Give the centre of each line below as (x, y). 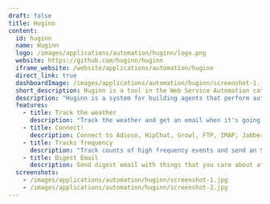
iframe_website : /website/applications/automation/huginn (115, 68)
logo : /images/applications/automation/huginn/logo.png (111, 53)
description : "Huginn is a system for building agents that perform (133, 98)
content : (23, 31)
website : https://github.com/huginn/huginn (89, 61)
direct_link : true (47, 75)
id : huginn (34, 38)
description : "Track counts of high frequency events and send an (143, 150)
